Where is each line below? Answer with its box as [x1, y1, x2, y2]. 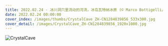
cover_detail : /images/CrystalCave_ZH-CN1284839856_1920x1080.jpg [5, 21, 146, 26]
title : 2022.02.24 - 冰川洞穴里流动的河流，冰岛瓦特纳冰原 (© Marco [5, 7, 137, 12]
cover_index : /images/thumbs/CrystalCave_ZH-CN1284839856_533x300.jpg [5, 16, 155, 21]
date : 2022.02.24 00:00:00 [5, 12, 61, 17]
